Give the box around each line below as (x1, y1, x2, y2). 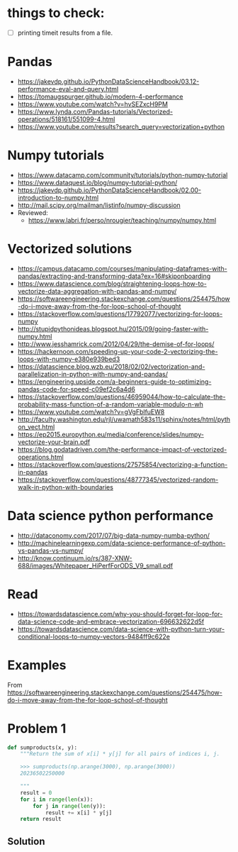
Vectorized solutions (7, 241, 132, 257)
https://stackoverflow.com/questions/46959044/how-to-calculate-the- (17, 392, 226, 401)
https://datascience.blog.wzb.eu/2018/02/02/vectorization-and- (17, 362, 205, 370)
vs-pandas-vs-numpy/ (17, 546, 84, 555)
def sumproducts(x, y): (7, 743, 78, 751)
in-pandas (17, 468, 48, 476)
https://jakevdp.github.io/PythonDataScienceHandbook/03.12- (17, 77, 200, 86)
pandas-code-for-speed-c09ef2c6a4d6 (17, 384, 136, 393)
